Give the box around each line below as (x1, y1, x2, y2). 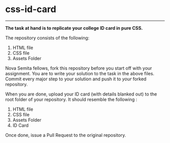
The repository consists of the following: (5, 34, 90, 41)
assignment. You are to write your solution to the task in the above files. (5, 70, 154, 76)
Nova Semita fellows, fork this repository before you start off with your (5, 65, 152, 71)
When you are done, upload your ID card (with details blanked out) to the (5, 91, 157, 97)
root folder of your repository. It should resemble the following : (5, 96, 138, 102)
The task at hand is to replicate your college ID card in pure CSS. (5, 25, 143, 31)
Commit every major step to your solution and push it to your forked (5, 76, 147, 82)
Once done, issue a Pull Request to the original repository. (5, 132, 126, 138)
